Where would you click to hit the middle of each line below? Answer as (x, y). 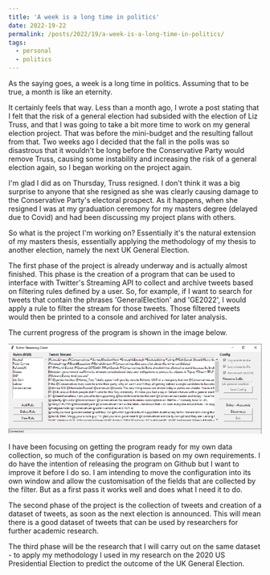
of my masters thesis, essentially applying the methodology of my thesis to (132, 241)
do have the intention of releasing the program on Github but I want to (124, 464)
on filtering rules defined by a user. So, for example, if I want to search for (131, 291)
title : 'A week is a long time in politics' (84, 17)
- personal (34, 51)
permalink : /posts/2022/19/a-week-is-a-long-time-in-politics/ (117, 34)
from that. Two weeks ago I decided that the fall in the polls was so (119, 142)
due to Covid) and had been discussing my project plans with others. (123, 217)
